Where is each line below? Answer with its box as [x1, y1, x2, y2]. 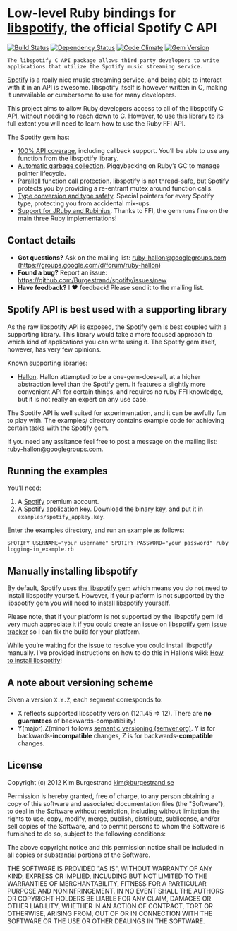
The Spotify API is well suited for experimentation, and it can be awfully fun [7, 408, 226, 417]
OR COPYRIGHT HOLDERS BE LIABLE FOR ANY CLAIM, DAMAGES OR [7, 894, 212, 903]
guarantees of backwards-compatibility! [17, 716, 136, 725]
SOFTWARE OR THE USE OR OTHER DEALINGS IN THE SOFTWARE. [7, 916, 205, 925]
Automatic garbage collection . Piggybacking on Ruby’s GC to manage [17, 161, 220, 170]
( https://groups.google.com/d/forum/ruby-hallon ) [17, 260, 161, 269]
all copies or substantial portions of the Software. [7, 851, 150, 859]
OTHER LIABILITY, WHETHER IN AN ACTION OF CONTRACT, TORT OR [7, 901, 213, 910]
